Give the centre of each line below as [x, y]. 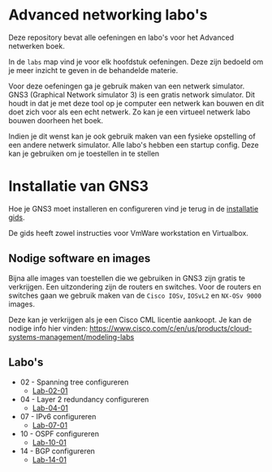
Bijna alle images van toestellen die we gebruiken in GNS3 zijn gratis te [127, 278]
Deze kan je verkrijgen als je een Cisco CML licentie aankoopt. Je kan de [130, 320]
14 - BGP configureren [58, 451]
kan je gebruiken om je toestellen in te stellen [84, 153]
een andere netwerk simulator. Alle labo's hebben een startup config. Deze [134, 144]
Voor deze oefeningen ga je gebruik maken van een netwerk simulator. [127, 86]
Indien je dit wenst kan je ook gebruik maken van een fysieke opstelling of [132, 136]
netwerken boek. [37, 45]
